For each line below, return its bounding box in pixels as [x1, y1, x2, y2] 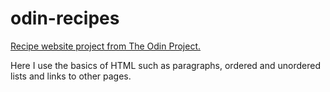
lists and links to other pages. [10, 70, 132, 82]
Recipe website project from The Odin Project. [10, 40, 202, 52]
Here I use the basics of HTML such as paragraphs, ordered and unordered [10, 59, 321, 71]
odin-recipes [10, 7, 120, 30]
